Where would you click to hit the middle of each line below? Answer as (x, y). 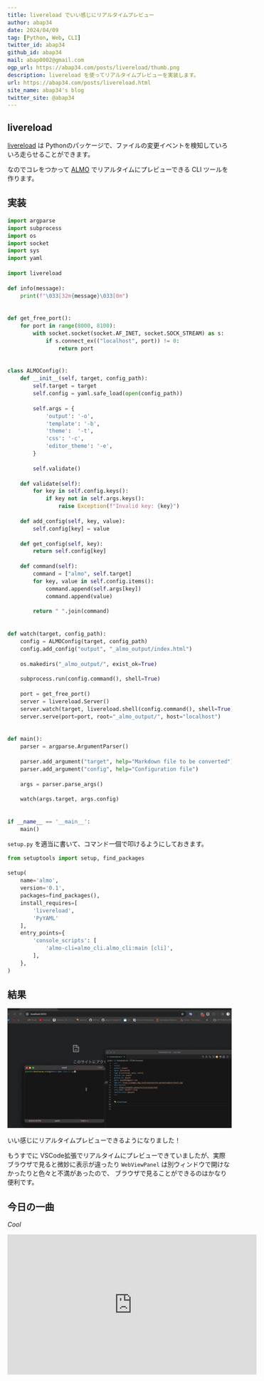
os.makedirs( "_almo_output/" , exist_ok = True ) (89, 664)
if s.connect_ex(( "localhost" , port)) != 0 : (112, 341)
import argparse (31, 221)
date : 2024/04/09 (33, 30)
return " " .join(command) (72, 611)
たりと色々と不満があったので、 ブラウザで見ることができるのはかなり (123, 1173)
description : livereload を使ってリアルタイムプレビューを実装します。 (103, 75)
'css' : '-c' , (64, 439)
